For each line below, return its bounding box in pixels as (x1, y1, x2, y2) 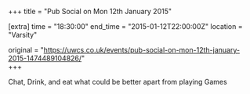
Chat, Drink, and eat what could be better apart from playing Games (8, 78, 227, 86)
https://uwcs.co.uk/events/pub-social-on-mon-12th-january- (43, 45, 241, 54)
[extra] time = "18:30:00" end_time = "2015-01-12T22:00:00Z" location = (8, 22, 243, 31)
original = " (8, 45, 45, 54)
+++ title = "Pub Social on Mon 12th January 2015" (8, 7, 172, 16)
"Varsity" (8, 31, 38, 39)
